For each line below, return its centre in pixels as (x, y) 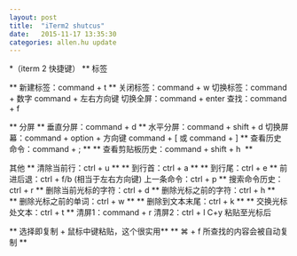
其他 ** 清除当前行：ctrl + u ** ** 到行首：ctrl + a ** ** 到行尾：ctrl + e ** (143, 168)
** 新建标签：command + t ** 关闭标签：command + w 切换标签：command (148, 88)
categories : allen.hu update (63, 42)
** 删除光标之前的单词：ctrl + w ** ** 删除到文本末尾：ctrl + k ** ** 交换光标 (148, 202)
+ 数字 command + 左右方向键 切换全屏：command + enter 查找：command (148, 99)
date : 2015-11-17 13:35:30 (63, 34)
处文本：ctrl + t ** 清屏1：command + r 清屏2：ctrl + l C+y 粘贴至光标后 (141, 212)
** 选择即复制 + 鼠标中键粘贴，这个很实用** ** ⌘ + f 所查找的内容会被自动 (145, 231)
